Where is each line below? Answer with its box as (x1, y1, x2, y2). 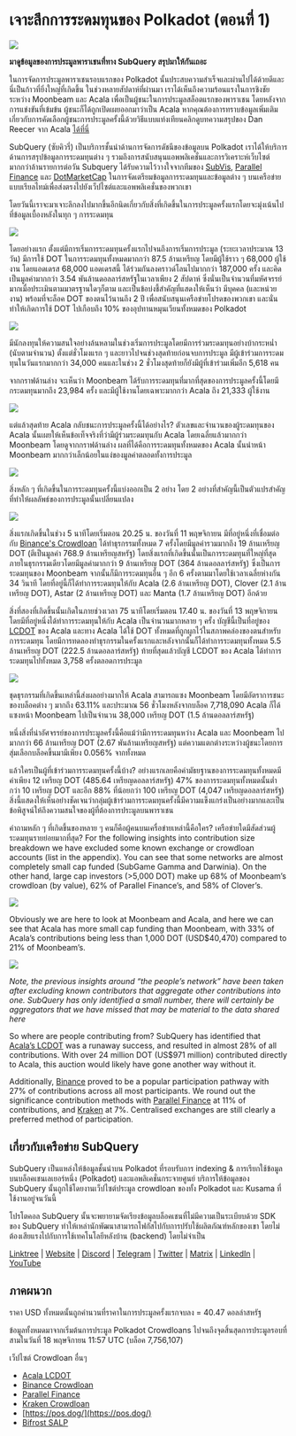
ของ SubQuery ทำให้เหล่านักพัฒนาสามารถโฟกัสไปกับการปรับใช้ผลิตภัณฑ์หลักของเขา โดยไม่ (9, 1220, 280, 1231)
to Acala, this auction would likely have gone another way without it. (9, 1059, 256, 1069)
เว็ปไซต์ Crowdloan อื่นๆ (9, 1352, 87, 1362)
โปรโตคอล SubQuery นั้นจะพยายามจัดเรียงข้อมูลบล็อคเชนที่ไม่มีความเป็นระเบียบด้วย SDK (9, 1210, 277, 1221)
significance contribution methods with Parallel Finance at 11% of (9, 1095, 247, 1106)
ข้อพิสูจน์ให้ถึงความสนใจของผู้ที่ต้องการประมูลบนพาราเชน (9, 804, 174, 815)
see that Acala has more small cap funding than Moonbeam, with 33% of (9, 923, 276, 934)
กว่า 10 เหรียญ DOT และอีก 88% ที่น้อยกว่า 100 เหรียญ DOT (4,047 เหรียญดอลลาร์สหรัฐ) (9, 785, 285, 796)
